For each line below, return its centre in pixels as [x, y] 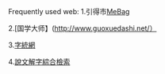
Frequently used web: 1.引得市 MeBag [69, 11]
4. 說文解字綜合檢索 [39, 62]
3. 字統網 [22, 45]
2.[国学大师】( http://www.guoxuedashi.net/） [82, 28]
